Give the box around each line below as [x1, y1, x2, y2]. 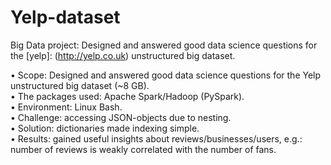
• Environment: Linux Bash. [10, 101, 123, 113]
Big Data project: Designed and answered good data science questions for [10, 39, 318, 51]
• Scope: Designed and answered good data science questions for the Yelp [10, 69, 322, 81]
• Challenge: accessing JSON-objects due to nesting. [10, 111, 232, 123]
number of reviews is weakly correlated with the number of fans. [10, 143, 277, 155]
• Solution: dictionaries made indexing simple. [10, 122, 200, 134]
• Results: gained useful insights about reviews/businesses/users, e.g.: [10, 132, 303, 145]
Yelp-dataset [10, 6, 121, 29]
